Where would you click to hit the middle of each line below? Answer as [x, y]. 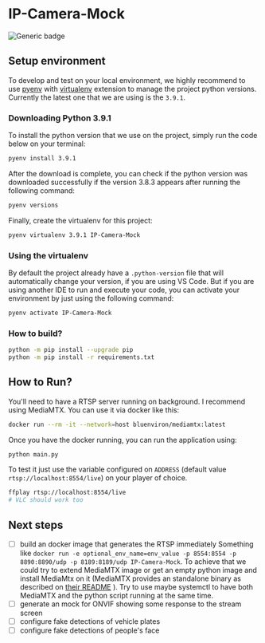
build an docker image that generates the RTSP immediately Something [136, 544]
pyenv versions [33, 205]
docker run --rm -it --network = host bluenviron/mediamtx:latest [117, 424]
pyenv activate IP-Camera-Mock [60, 313]
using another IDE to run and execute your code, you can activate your [124, 290]
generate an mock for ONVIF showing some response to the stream [131, 604]
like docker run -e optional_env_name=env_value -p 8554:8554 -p [128, 553]
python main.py [33, 454]
